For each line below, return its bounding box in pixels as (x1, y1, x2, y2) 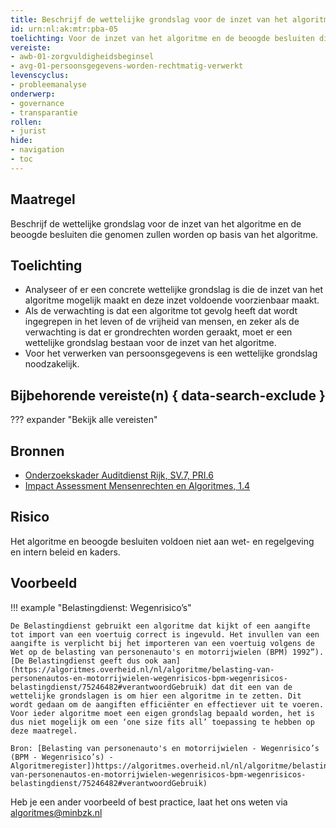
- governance (10, 98, 65, 108)
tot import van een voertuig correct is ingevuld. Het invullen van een (10, 629, 320, 640)
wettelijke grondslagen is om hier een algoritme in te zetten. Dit (10, 691, 302, 701)
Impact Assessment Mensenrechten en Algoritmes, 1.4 (24, 480, 251, 491)
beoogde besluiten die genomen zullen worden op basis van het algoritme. (10, 228, 319, 240)
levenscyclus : (10, 71, 70, 81)
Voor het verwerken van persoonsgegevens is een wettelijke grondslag (24, 347, 318, 360)
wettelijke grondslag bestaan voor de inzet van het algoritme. (24, 337, 277, 349)
